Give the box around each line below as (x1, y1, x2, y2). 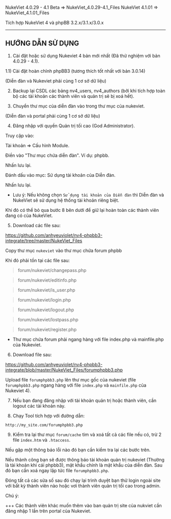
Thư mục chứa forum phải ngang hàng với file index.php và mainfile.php (12, 336, 164, 342)
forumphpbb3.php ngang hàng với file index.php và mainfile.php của (5, 382, 147, 388)
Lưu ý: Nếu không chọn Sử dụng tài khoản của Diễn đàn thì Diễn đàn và (12, 192, 164, 198)
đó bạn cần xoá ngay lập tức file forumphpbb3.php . (5, 467, 109, 473)
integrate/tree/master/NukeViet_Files (5, 237, 82, 243)
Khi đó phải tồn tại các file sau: (5, 257, 70, 263)
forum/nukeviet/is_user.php (17, 287, 75, 293)
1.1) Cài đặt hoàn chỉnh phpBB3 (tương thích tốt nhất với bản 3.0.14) (5, 68, 146, 74)
